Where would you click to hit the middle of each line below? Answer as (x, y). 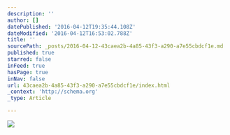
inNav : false (26, 79)
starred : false (29, 59)
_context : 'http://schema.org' (53, 92)
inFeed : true (26, 66)
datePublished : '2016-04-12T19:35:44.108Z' (72, 27)
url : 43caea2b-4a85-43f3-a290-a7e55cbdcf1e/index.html (89, 85)
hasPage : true (28, 72)
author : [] (23, 20)
